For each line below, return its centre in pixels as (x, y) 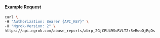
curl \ (11, 17)
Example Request (23, 7)
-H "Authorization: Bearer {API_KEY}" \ (47, 22)
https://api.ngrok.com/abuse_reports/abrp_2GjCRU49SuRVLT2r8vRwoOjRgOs (80, 31)
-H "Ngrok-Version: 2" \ (30, 26)
